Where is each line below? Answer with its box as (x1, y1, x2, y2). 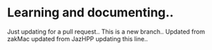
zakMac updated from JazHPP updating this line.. (7, 34, 148, 42)
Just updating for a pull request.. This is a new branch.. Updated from (7, 27, 205, 36)
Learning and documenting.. (7, 5, 174, 21)
